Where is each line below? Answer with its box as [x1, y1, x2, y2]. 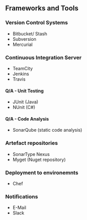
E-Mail [12, 204, 26, 211]
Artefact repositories [5, 140, 58, 147]
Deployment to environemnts [5, 169, 78, 176]
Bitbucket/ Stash [12, 30, 48, 37]
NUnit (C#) [12, 104, 35, 111]
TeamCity [12, 65, 33, 71]
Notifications [5, 193, 38, 200]
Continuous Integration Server [5, 54, 82, 61]
